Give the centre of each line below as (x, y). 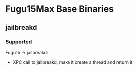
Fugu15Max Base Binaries (60, 9)
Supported (19, 42)
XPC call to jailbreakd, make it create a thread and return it (72, 62)
